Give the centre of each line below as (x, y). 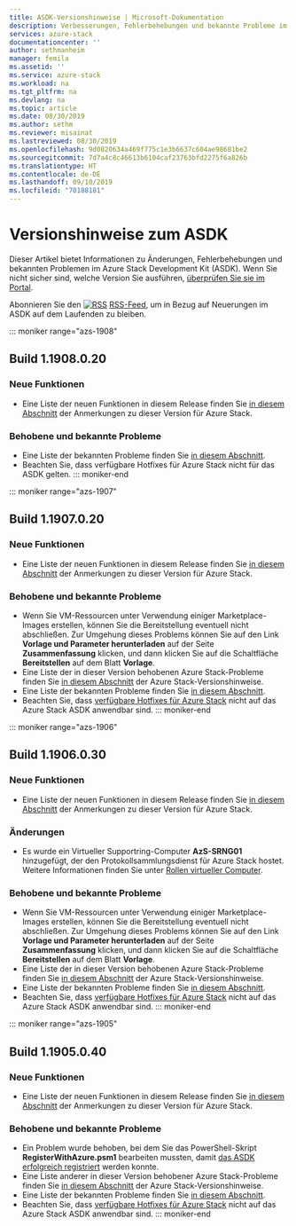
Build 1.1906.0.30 (58, 755)
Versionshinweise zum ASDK (119, 235)
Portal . (21, 287)
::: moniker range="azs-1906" (63, 727)
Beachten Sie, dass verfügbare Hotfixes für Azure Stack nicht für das (148, 464)
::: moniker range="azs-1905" (63, 1024)
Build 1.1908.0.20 (58, 359)
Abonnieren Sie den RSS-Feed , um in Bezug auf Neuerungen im (139, 304)
